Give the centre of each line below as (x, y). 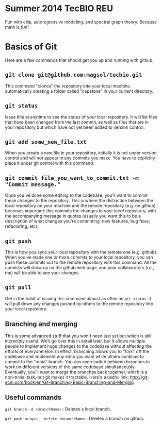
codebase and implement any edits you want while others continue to (74, 356)
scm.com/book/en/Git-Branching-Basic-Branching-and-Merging (70, 382)
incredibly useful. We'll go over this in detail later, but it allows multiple (75, 341)
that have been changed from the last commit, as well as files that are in (77, 122)
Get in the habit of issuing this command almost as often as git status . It (78, 298)
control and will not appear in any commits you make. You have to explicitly (80, 158)
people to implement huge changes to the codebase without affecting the (78, 346)
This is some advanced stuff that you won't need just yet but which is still (78, 336)
